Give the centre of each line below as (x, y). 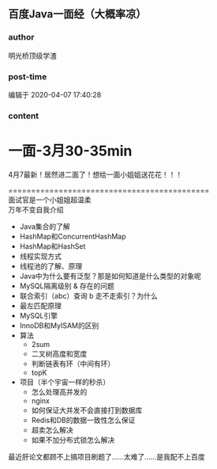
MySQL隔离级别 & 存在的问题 (67, 286)
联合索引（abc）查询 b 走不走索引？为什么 (88, 296)
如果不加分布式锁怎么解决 (73, 440)
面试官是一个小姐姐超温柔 (50, 200)
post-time (28, 76)
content (24, 116)
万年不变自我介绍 (36, 209)
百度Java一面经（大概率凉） (77, 14)
